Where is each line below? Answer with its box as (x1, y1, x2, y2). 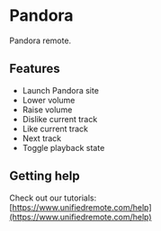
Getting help (9, 168, 80, 184)
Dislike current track (22, 113, 98, 124)
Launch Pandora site (22, 84, 99, 95)
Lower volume (22, 94, 76, 105)
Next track (22, 132, 62, 144)
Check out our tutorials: (9, 192, 97, 203)
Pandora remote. (9, 35, 72, 46)
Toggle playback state (22, 142, 105, 153)
